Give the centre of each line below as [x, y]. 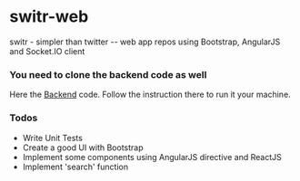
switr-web [49, 17]
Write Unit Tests [53, 138]
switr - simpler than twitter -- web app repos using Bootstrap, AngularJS [145, 42]
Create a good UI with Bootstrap [83, 148]
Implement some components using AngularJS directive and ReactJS [152, 157]
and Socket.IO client [47, 51]
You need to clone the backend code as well [108, 74]
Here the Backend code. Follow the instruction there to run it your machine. [150, 95]
